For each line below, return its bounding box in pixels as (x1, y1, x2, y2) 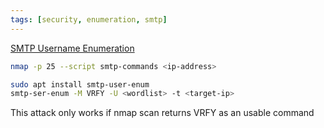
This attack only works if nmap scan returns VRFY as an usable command (10, 107, 315, 119)
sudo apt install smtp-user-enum (10, 79, 150, 90)
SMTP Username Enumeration (10, 42, 135, 54)
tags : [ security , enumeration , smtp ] (10, 14, 168, 25)
